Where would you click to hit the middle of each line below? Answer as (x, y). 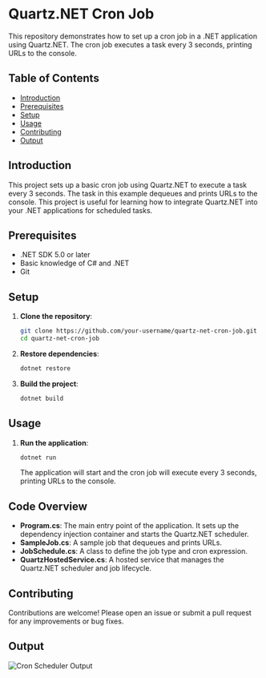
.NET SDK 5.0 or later (55, 255)
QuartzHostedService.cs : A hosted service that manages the (122, 560)
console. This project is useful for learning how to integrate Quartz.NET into (133, 202)
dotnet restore (45, 368)
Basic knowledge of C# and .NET (75, 263)
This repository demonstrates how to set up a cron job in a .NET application (133, 36)
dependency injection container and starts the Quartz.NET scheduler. (135, 535)
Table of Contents (54, 78)
